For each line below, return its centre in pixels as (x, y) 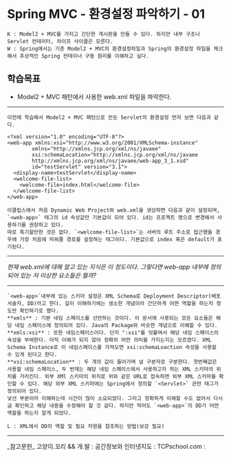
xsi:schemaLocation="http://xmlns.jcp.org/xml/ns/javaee (115, 155)
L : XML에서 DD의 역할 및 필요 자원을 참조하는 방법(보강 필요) (86, 426)
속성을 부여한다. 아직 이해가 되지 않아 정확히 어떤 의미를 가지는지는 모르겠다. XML (109, 340)
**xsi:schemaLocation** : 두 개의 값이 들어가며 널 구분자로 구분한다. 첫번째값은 (112, 361)
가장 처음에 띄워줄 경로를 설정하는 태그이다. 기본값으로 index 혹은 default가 (117, 239)
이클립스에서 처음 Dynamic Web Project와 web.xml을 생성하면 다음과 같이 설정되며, (114, 210)
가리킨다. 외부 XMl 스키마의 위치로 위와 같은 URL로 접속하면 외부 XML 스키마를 (118, 376)
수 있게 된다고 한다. (32, 355)
